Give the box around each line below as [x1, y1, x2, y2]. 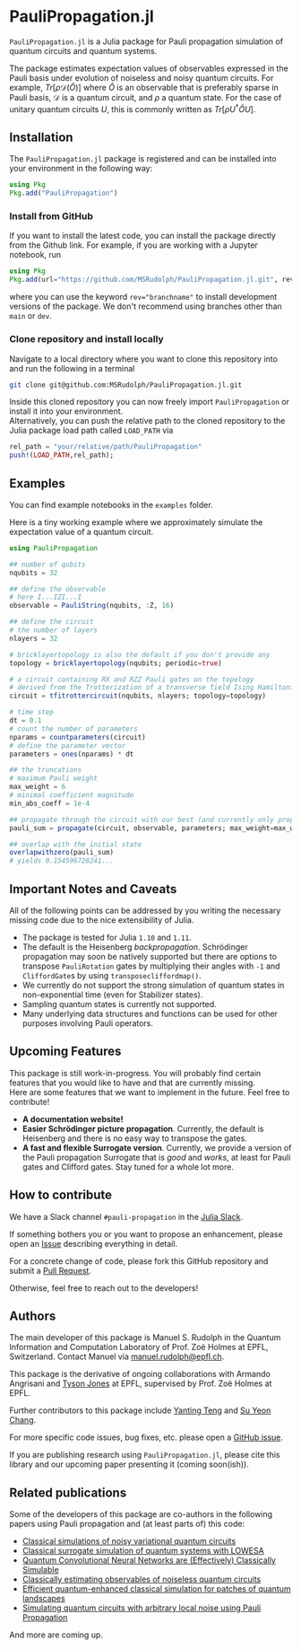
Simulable [21, 1565, 60, 1575]
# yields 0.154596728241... [9, 856, 115, 865]
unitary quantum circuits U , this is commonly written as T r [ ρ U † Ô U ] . [9, 101, 256, 114]
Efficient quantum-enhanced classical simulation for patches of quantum [21, 1583, 291, 1594]
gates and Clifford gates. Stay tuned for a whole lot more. [21, 1161, 235, 1172]
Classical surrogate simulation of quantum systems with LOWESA [21, 1546, 264, 1557]
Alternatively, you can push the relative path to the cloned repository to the [9, 416, 286, 426]
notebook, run [9, 250, 62, 260]
